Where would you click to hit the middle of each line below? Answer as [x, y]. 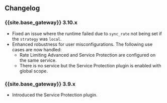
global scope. [34, 71]
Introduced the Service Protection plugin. [55, 94]
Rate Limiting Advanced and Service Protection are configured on [88, 55]
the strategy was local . [37, 39]
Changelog [22, 8]
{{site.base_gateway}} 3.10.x [41, 23]
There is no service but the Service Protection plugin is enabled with [90, 65]
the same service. [38, 60]
